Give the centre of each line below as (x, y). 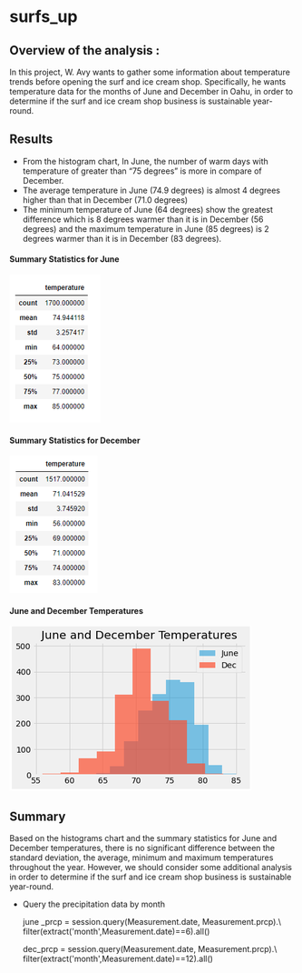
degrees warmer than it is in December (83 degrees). (122, 238)
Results (31, 140)
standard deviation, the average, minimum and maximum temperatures (141, 858)
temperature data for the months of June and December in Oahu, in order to (151, 91)
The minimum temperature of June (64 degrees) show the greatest (148, 209)
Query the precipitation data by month (94, 904)
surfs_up (44, 17)
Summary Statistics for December (75, 440)
